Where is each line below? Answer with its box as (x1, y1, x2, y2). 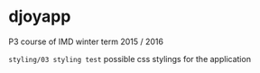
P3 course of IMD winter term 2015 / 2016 (8, 36, 164, 47)
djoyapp (8, 6, 71, 27)
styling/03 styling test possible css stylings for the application (8, 53, 252, 64)
